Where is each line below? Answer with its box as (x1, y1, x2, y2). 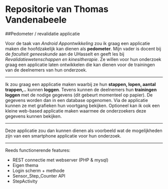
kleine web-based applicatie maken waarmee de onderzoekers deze (5, 107, 146, 113)
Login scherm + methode (12, 167, 65, 173)
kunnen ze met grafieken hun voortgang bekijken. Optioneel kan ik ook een (5, 102, 160, 108)
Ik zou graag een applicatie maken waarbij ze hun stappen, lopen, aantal (5, 81, 156, 87)
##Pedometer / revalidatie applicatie (5, 30, 80, 36)
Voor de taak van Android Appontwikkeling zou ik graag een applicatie (5, 40, 150, 46)
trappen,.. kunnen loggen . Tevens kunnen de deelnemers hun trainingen (5, 86, 157, 92)
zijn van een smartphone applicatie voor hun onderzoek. (5, 132, 121, 138)
